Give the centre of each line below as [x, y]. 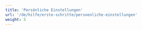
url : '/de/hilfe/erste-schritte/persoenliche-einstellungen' [72, 15]
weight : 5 [16, 19]
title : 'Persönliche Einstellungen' [44, 10]
